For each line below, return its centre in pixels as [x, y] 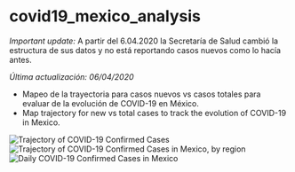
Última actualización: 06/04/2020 [72, 76]
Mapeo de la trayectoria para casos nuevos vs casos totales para [141, 94]
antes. [21, 59]
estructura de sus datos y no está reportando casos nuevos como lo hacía [145, 50]
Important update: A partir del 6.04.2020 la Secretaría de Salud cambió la [144, 41]
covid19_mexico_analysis [105, 16]
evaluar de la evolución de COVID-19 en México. [111, 103]
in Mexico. [41, 122]
